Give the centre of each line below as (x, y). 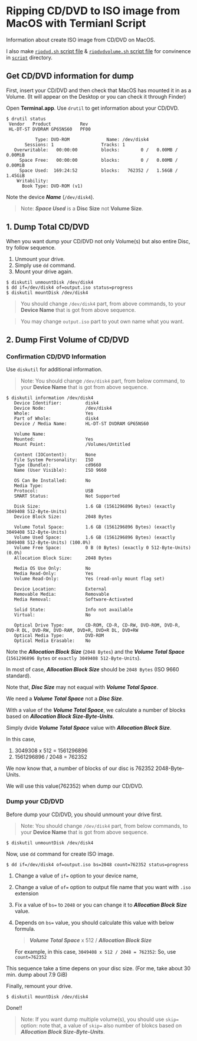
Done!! (14, 1007)
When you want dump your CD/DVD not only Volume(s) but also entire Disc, (98, 241)
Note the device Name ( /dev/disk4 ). (50, 197)
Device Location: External (60, 589)
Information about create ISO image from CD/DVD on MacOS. (81, 40)
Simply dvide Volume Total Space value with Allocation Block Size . (89, 728)
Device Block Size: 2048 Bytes (63, 517)
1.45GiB (16, 175)
